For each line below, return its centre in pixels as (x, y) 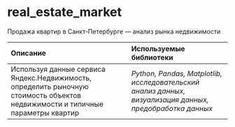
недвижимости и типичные (57, 104)
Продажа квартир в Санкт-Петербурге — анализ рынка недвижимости (114, 31)
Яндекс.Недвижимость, (51, 77)
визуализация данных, (170, 100)
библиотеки (152, 57)
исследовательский (165, 82)
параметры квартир (45, 112)
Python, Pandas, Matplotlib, (177, 73)
